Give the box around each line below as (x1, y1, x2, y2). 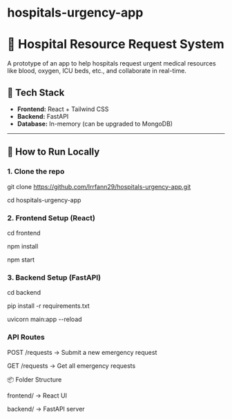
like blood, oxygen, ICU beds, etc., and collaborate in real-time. (7, 67, 186, 75)
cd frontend (7, 228, 41, 237)
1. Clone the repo (7, 167, 65, 177)
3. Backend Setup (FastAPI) (7, 273, 101, 282)
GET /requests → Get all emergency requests (7, 361, 136, 370)
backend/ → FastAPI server (7, 405, 85, 413)
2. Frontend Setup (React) (7, 213, 95, 222)
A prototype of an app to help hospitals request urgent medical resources (7, 59, 216, 68)
